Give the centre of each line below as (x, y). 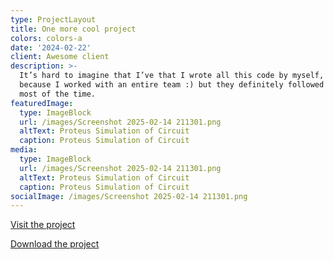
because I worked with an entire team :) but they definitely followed (172, 85)
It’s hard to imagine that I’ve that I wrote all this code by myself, (172, 76)
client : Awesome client (60, 57)
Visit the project (43, 225)
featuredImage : (42, 103)
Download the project (55, 244)
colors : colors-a (46, 38)
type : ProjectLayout (53, 19)
